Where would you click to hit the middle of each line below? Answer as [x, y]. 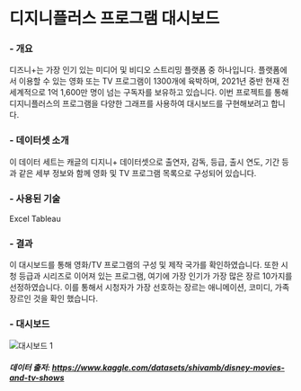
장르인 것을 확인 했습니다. [54, 298]
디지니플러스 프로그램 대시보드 [115, 18]
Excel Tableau [35, 219]
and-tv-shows [37, 378]
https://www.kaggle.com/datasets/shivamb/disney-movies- [168, 368]
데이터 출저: [30, 368]
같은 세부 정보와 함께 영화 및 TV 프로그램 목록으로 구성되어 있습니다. [137, 173]
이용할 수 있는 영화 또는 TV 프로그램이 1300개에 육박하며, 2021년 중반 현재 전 [154, 81]
